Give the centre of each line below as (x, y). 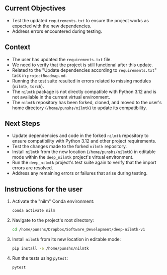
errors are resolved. (32, 168)
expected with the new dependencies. (52, 26)
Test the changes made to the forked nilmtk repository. (69, 147)
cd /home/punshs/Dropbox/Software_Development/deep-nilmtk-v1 (78, 230)
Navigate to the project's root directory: (53, 220)
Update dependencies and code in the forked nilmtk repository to (80, 135)
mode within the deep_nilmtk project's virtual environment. (73, 157)
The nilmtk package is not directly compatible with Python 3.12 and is (84, 91)
